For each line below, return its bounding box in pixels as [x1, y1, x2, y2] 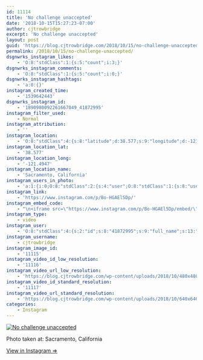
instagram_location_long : [6, 155, 71, 161]
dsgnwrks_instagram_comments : [6, 65, 83, 71]
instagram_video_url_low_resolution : [6, 267, 101, 274]
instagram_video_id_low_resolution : [6, 257, 98, 263]
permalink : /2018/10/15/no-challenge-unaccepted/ [6, 48, 134, 54]
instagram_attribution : [6, 122, 66, 128]
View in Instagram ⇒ [6, 347, 58, 354]
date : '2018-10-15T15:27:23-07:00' [6, 20, 96, 26]
